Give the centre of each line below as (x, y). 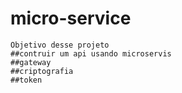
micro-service (71, 18)
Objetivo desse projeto (60, 45)
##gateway (31, 62)
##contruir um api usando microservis (91, 53)
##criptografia (42, 71)
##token (26, 80)
